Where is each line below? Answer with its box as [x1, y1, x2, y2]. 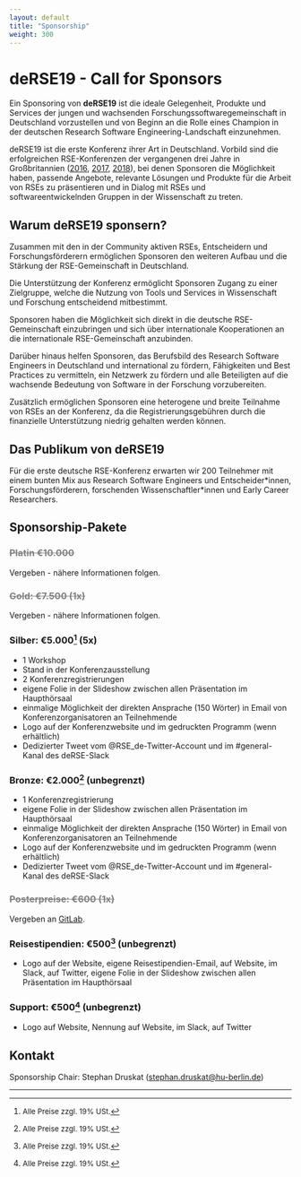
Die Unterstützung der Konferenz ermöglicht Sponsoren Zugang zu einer [9, 278, 278, 289]
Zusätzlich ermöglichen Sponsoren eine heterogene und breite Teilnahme [9, 396, 280, 408]
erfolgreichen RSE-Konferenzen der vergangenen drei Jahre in [9, 153, 240, 164]
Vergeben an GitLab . [9, 913, 85, 924]
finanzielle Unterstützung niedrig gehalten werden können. [9, 416, 227, 427]
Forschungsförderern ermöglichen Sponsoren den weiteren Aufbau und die [9, 251, 288, 262]
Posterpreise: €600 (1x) [9, 893, 115, 905]
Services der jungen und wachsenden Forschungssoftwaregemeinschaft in [9, 108, 287, 118]
